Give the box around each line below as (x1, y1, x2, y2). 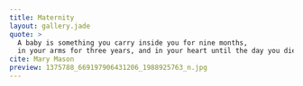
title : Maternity (9, 13, 75, 22)
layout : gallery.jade (9, 21, 91, 30)
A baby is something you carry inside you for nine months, (17, 38, 248, 47)
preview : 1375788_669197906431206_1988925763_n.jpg (9, 64, 207, 73)
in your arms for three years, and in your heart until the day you (17, 47, 280, 56)
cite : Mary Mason (9, 55, 75, 64)
